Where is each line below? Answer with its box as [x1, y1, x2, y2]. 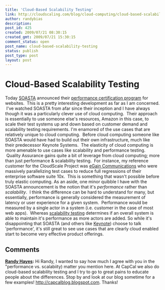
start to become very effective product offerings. [5, 231, 104, 237]
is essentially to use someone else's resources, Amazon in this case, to [5, 116, 149, 122]
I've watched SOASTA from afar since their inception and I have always [6, 105, 150, 111]
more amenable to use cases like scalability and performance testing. [5, 147, 146, 153]
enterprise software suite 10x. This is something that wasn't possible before [5, 173, 160, 180]
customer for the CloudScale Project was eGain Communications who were [5, 163, 158, 169]
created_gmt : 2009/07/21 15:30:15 [5, 35, 76, 40]
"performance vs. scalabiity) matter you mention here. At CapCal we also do [5, 264, 160, 269]
